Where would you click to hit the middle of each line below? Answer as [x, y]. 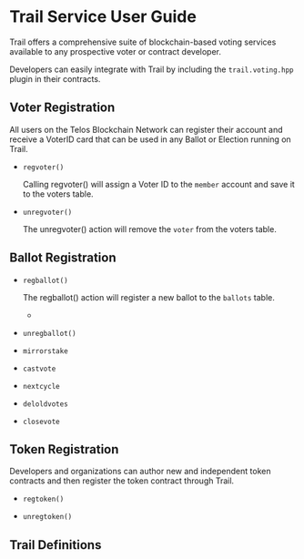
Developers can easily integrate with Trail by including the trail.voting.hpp [152, 69]
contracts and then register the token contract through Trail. [122, 481]
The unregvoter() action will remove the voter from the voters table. [150, 229]
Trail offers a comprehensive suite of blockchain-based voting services [143, 42]
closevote [41, 422]
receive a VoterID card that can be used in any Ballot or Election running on [150, 139]
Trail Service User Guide [103, 17]
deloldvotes [45, 404]
